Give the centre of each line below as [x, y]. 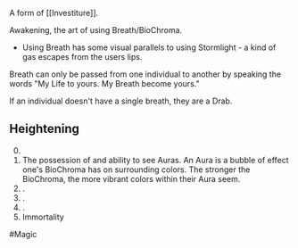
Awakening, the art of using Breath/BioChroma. [96, 30]
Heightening [45, 129]
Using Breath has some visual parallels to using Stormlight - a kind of [149, 47]
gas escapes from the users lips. [82, 57]
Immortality [43, 217]
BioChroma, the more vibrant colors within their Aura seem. [131, 178]
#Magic [23, 234]
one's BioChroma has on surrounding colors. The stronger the [136, 169]
